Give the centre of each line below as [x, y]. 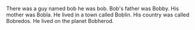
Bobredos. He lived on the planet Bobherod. [60, 21]
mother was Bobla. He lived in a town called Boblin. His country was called [98, 15]
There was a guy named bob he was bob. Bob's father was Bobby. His [92, 9]
